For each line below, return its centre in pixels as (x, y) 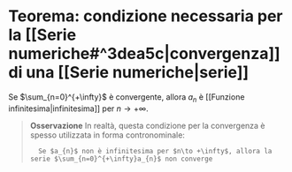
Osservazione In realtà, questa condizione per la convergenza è (148, 125)
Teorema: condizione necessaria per (146, 16)
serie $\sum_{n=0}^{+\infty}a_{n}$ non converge (121, 159)
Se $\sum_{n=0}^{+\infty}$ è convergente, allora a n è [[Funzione (127, 97)
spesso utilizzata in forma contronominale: (107, 135)
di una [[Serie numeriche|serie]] (129, 73)
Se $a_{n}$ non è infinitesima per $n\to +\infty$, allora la (155, 151)
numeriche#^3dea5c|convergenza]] (144, 54)
